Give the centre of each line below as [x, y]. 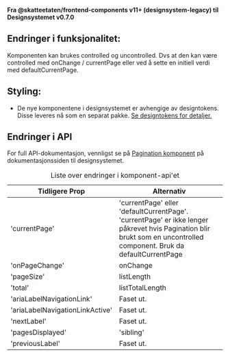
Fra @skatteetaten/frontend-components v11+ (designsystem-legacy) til [113, 10]
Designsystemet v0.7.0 [41, 17]
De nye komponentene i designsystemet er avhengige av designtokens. [118, 108]
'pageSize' [28, 277]
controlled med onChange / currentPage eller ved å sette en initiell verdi [108, 62]
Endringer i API [40, 137]
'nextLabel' [28, 321]
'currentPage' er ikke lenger [164, 220]
